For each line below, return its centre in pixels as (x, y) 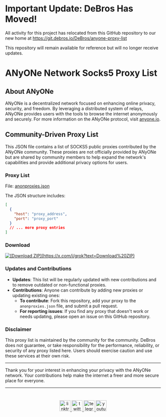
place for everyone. (25, 381)
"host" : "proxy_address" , (41, 214)
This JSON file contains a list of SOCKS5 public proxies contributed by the (81, 146)
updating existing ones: (36, 295)
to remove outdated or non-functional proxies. (59, 285)
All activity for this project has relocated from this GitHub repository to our (81, 33)
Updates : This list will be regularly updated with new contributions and (84, 279)
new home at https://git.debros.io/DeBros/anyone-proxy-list (66, 38)
